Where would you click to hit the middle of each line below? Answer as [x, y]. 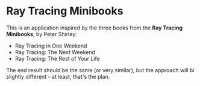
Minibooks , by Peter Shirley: [42, 34]
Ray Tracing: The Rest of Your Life [58, 58]
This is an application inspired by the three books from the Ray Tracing [94, 28]
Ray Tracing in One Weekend [51, 46]
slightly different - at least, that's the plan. [58, 76]
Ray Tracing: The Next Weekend [55, 52]
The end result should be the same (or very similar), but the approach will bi [100, 70]
